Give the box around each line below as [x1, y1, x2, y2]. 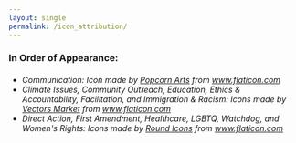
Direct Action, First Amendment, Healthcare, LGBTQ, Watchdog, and [21, 113, 280, 124]
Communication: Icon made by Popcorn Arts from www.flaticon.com [21, 75, 280, 86]
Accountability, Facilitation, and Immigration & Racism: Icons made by [21, 94, 287, 105]
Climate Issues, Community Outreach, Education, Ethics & [21, 84, 241, 96]
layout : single [8, 13, 67, 23]
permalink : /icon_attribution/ [8, 22, 128, 31]
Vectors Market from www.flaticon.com [21, 104, 171, 115]
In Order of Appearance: [8, 52, 119, 65]
